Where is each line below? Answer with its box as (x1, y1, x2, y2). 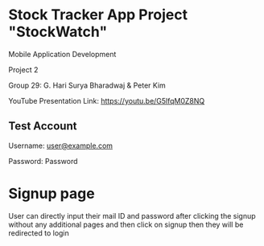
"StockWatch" (8, 23, 108, 41)
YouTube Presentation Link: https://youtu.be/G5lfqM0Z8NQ (8, 96, 205, 105)
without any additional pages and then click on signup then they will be (8, 219, 244, 229)
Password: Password (8, 156, 78, 166)
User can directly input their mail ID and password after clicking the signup (8, 211, 256, 220)
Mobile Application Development (8, 49, 117, 59)
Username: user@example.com (8, 141, 113, 150)
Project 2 (8, 64, 39, 74)
